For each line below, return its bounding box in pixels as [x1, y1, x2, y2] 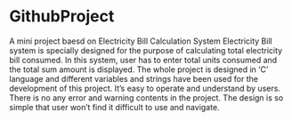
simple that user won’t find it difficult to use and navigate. [9, 101, 220, 112]
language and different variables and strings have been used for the [9, 73, 258, 84]
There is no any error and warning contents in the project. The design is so [9, 92, 284, 103]
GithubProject [9, 6, 115, 27]
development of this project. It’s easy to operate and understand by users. [9, 83, 280, 93]
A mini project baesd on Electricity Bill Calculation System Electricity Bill [9, 36, 273, 46]
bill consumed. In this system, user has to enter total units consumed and [9, 54, 278, 65]
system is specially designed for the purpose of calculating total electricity [9, 44, 283, 55]
